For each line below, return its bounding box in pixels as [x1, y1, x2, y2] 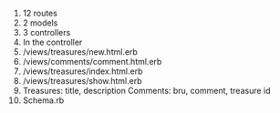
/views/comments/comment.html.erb [22, 56, 162, 67]
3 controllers [22, 27, 71, 37]
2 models [22, 17, 58, 28]
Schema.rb [22, 95, 65, 106]
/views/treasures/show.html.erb [22, 76, 143, 86]
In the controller [22, 36, 83, 47]
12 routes [22, 8, 57, 18]
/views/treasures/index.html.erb [22, 66, 143, 77]
